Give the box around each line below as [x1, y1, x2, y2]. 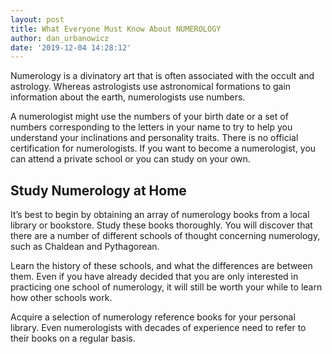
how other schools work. [10, 292, 113, 304]
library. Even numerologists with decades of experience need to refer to [10, 322, 307, 334]
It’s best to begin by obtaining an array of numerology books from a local [10, 209, 310, 221]
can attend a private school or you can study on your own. [10, 153, 251, 165]
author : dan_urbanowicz [10, 33, 110, 43]
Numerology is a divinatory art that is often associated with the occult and [10, 70, 315, 82]
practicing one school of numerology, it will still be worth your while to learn [10, 281, 323, 293]
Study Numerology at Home [10, 182, 187, 199]
